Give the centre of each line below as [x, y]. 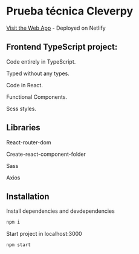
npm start [19, 245]
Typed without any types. [38, 73]
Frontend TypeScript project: [62, 47]
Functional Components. [37, 97]
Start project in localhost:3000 [44, 234]
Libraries [23, 128]
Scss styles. [21, 109]
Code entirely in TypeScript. [41, 61]
